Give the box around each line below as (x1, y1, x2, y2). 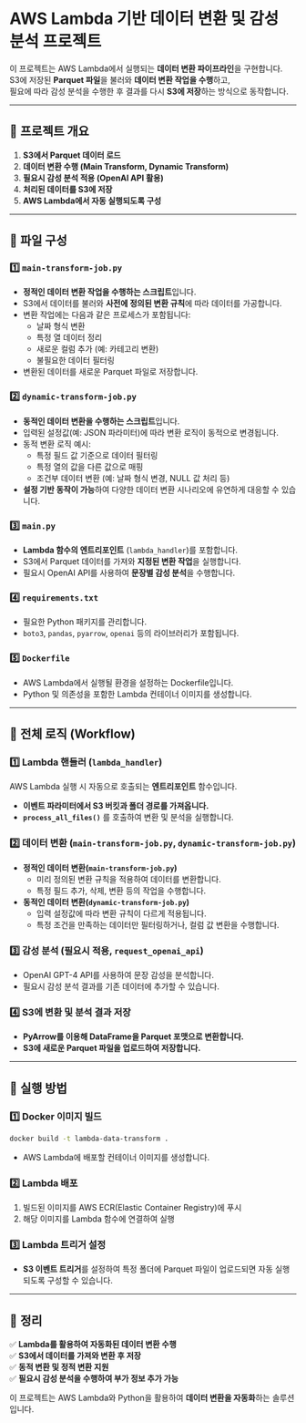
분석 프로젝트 (9, 31, 102, 52)
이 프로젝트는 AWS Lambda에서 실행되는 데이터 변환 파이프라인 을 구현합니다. (9, 63, 283, 74)
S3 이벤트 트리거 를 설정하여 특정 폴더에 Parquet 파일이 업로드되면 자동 (22, 1263, 273, 1274)
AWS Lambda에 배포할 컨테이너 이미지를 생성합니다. (22, 1151, 210, 1162)
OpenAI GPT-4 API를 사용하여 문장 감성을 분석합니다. (22, 969, 215, 980)
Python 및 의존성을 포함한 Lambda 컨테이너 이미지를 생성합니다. (22, 688, 252, 699)
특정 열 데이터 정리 (36, 332, 103, 343)
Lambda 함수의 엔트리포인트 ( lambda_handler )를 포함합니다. (22, 544, 239, 556)
